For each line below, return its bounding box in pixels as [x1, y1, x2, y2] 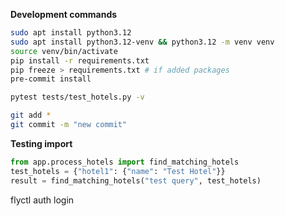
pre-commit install [10, 74, 92, 84]
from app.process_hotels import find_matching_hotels [10, 157, 240, 167]
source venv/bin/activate [10, 46, 118, 56]
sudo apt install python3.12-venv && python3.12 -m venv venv [10, 37, 275, 47]
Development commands [10, 9, 118, 20]
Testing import [10, 137, 73, 149]
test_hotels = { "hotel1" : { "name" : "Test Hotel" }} [10, 166, 226, 176]
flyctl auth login [10, 194, 75, 206]
